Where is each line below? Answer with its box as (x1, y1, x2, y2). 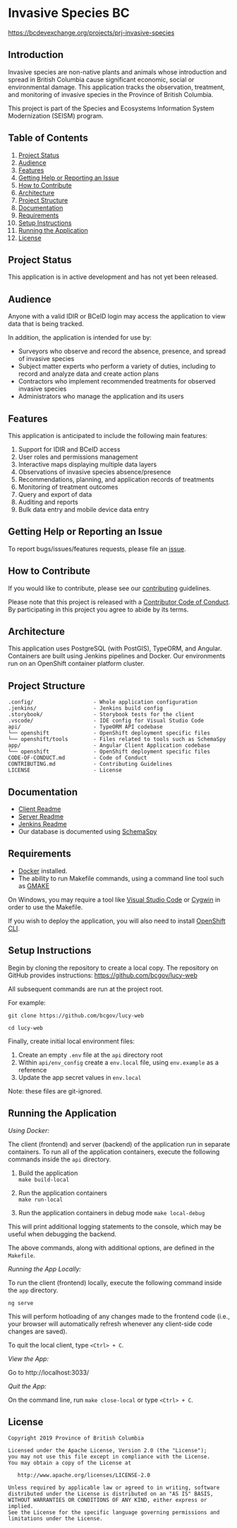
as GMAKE (18, 881, 50, 890)
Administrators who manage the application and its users (18, 392, 184, 401)
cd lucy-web (8, 1024, 43, 1031)
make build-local (18, 1176, 70, 1183)
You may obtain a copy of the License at (8, 1459, 132, 1466)
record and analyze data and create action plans (18, 369, 159, 378)
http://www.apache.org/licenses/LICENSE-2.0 (17, 1472, 151, 1479)
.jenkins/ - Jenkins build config (8, 705, 163, 712)
